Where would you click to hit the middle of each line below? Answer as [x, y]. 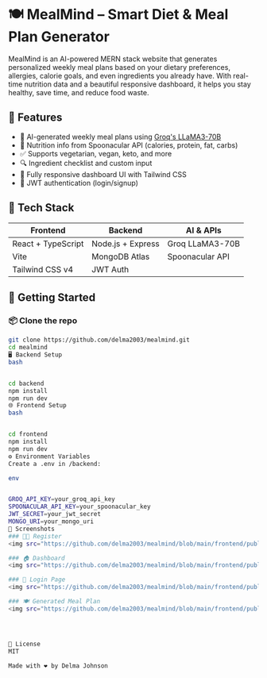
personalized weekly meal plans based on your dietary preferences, [119, 67]
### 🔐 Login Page [37, 580]
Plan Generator [59, 37]
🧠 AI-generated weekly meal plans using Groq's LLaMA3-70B [120, 137]
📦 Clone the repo [43, 320]
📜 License [25, 644]
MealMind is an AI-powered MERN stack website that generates [113, 59]
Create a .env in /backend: [55, 464]
